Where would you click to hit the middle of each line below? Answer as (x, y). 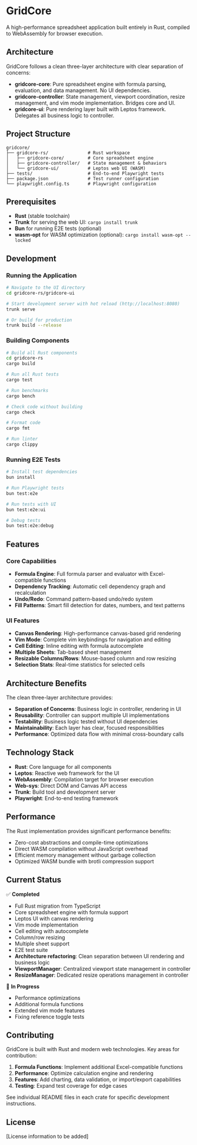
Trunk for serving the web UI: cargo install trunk (76, 222)
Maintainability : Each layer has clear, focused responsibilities (89, 728)
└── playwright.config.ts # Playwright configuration (81, 184)
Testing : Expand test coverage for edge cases (71, 1086)
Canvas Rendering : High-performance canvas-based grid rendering (98, 634)
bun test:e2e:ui (26, 510)
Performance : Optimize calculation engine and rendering (84, 1074)
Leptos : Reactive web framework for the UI (67, 773)
